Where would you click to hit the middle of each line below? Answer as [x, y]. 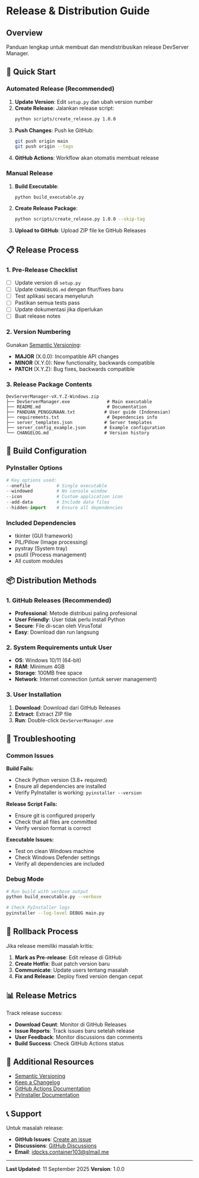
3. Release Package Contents [49, 384]
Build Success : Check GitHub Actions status [69, 1043]
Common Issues [30, 755]
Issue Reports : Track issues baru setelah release [75, 1030]
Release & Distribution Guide [78, 11]
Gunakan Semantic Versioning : [44, 344]
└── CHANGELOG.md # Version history [78, 433]
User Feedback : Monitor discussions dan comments [79, 1037]
